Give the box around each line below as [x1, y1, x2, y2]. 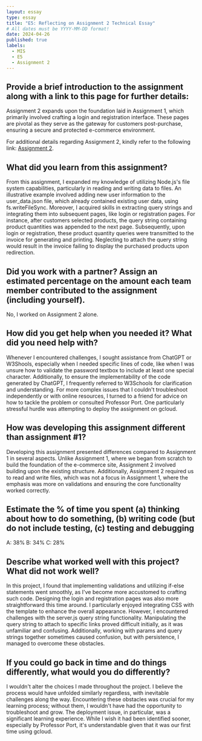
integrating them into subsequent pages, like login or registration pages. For [6, 210, 195, 218]
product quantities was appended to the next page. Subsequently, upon [6, 223, 186, 230]
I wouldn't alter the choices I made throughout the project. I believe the [6, 683, 183, 690]
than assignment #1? [6, 432, 86, 442]
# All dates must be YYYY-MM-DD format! [6, 25, 110, 32]
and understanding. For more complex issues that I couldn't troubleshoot [6, 386, 188, 393]
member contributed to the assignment [6, 285, 157, 296]
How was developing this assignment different [6, 422, 186, 433]
